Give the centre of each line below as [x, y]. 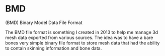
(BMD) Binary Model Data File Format [44, 22]
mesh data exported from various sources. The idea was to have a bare [79, 37]
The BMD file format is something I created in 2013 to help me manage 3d [82, 32]
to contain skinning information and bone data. [54, 48]
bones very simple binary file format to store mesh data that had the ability [82, 42]
